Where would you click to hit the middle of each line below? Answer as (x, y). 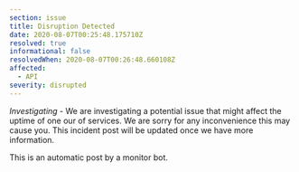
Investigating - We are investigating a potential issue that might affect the (145, 110)
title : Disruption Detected (62, 26)
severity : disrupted (48, 85)
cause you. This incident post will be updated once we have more (131, 130)
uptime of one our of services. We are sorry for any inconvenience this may (150, 120)
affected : (28, 69)
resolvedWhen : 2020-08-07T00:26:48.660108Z (93, 60)
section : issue (38, 18)
